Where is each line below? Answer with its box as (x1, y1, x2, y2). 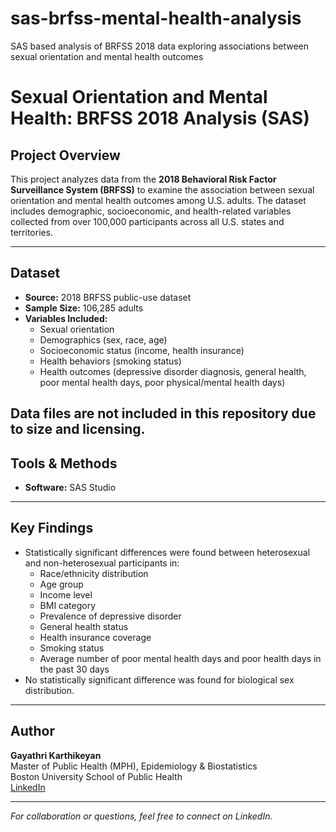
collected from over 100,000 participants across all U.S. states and (10, 215, 285, 227)
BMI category (39, 599, 97, 611)
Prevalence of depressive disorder (39, 610, 182, 622)
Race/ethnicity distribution (39, 567, 149, 579)
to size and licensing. (10, 421, 146, 438)
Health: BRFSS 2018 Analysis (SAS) (10, 107, 310, 130)
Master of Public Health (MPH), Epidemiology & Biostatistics (10, 760, 258, 772)
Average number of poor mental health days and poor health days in (39, 652, 322, 664)
